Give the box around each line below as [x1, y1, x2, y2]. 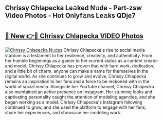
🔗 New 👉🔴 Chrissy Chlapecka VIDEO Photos [5, 32, 144, 40]
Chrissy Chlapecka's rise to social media [63, 47, 145, 53]
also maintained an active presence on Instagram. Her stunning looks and [5, 89, 153, 95]
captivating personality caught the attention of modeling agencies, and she [5, 94, 156, 100]
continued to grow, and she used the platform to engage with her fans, [5, 104, 146, 110]
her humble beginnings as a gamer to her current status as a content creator [5, 58, 159, 63]
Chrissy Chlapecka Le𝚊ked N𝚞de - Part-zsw [5, 4, 142, 12]
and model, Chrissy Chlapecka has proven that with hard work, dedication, [5, 63, 155, 69]
